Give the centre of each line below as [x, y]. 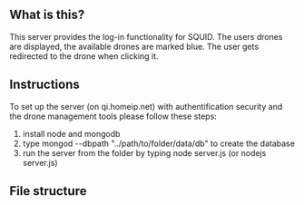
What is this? [47, 15]
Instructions [44, 85]
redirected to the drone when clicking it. [84, 56]
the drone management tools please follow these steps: [113, 116]
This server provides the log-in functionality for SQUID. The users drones [146, 36]
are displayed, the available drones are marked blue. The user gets [134, 46]
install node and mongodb [71, 133]
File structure [48, 191]
